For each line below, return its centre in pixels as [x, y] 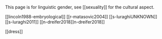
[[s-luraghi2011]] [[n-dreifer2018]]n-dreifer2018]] [55, 22]
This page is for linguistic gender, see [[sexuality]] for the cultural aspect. [80, 7]
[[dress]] [14, 31]
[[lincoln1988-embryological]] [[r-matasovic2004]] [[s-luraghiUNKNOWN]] [81, 17]
